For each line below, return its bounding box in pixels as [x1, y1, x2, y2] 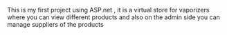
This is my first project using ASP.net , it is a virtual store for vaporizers [7, 6, 210, 14]
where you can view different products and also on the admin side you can [7, 13, 220, 21]
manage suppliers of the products [7, 21, 104, 28]
